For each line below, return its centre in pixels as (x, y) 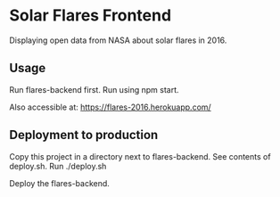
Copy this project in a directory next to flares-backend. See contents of (140, 156)
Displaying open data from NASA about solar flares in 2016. (118, 40)
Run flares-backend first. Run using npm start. (95, 89)
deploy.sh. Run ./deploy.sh (58, 166)
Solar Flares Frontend (91, 16)
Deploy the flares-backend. (59, 183)
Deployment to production (84, 135)
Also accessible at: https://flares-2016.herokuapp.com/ (110, 107)
